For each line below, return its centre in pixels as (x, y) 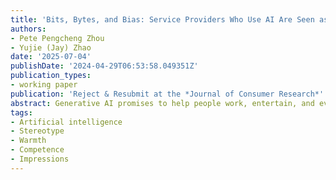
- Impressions (40, 159)
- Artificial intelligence (66, 122)
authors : (28, 29)
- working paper (44, 85)
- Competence (37, 150)
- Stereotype (37, 131)
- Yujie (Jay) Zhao (51, 47)
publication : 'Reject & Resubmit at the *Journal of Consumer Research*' (167, 94)
